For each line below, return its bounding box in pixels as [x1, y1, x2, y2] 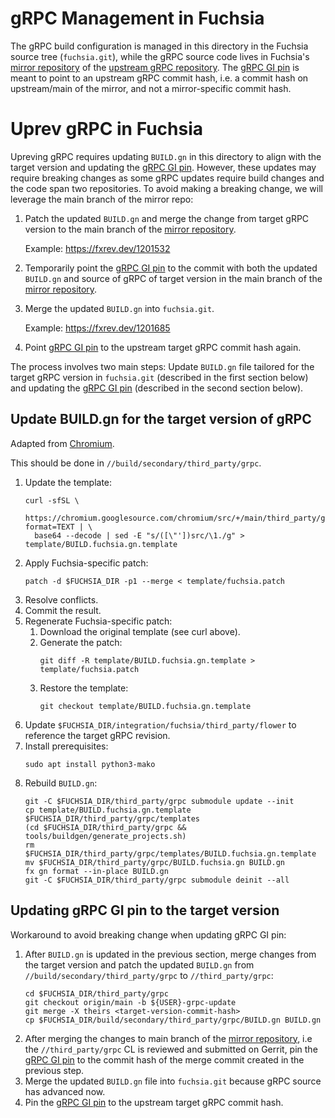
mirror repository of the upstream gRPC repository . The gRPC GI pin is [10, 61, 300, 73]
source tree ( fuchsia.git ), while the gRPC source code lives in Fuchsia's [10, 50, 310, 62]
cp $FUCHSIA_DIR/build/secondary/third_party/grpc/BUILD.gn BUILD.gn [24, 1015, 322, 1025]
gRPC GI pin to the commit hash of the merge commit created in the [24, 1053, 305, 1066]
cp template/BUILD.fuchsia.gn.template [24, 805, 192, 815]
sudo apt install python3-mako [24, 759, 156, 769]
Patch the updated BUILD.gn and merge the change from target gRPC [24, 212, 310, 224]
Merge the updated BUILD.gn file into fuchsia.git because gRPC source [24, 1075, 322, 1087]
